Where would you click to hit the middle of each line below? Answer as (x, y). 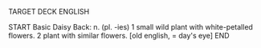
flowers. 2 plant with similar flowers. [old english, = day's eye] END (119, 36)
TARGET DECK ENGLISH (49, 12)
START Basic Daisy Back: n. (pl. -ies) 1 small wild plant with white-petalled (130, 27)
